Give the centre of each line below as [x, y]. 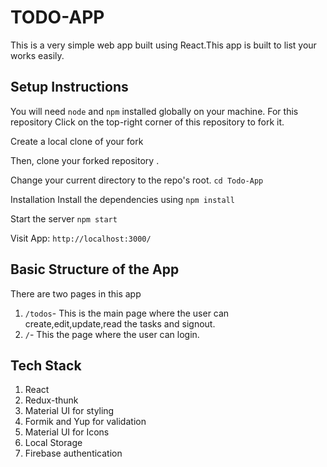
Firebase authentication [73, 453]
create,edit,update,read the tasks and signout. [120, 323]
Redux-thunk [51, 400]
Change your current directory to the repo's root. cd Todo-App [137, 180]
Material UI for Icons [67, 432]
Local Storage [53, 443]
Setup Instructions [69, 87]
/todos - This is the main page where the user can [127, 313]
